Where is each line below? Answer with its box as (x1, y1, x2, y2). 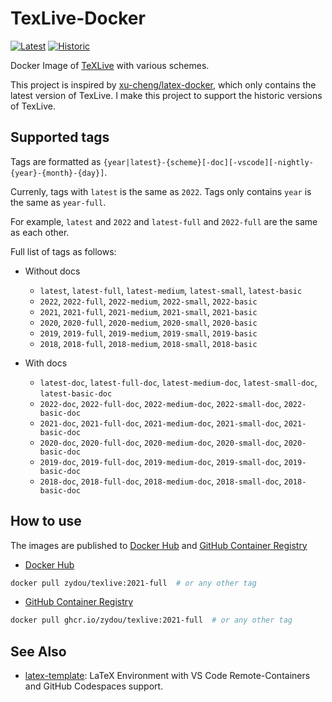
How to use (10, 513, 82, 530)
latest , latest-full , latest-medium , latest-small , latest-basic (39, 284, 303, 296)
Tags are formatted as (10, 155, 102, 167)
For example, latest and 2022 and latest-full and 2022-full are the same (10, 215, 318, 227)
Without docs (24, 265, 81, 277)
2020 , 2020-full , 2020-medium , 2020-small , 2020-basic (39, 316, 258, 328)
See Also (10, 643, 67, 660)
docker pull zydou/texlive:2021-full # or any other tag (10, 578, 257, 588)
